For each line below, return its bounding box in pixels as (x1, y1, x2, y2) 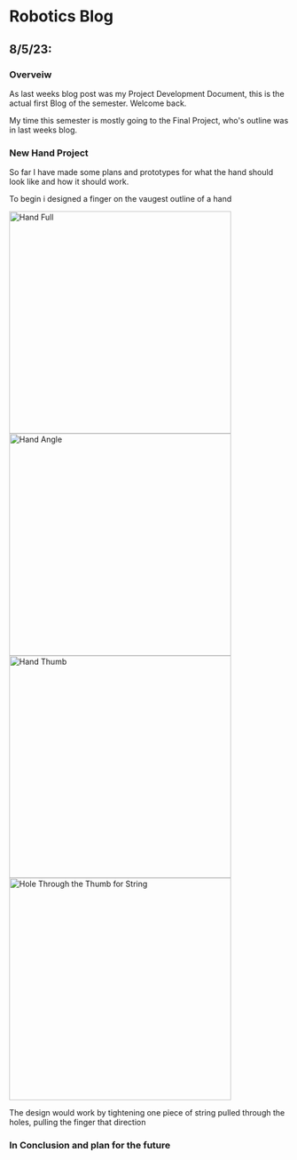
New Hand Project (9, 147, 89, 159)
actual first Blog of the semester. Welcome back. (9, 98, 187, 108)
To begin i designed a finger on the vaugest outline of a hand (9, 194, 232, 204)
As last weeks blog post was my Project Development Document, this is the (9, 88, 285, 99)
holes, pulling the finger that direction (9, 1117, 146, 1128)
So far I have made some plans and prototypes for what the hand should (9, 167, 273, 178)
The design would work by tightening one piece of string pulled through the (9, 1108, 285, 1118)
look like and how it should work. (9, 176, 129, 188)
